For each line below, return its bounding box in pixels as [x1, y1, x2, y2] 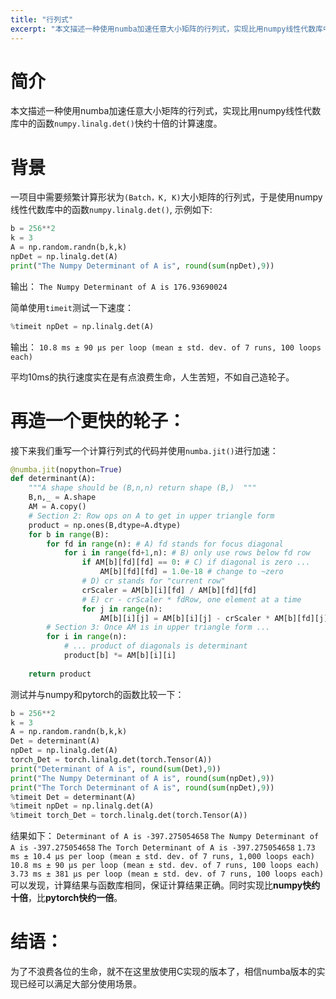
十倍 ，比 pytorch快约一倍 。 [10, 892, 123, 904]
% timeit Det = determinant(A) [10, 792, 137, 802]
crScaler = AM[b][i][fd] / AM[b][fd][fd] [81, 585, 257, 595]
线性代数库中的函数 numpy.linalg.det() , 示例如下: [10, 204, 213, 216]
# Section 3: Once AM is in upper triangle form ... [46, 622, 271, 633]
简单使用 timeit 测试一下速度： [10, 301, 134, 313]
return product [28, 669, 92, 679]
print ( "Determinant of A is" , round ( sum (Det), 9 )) [10, 764, 222, 774]
